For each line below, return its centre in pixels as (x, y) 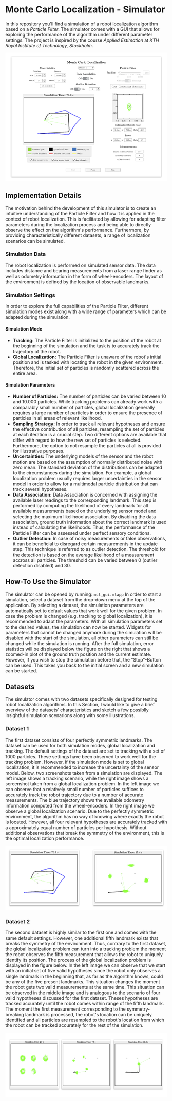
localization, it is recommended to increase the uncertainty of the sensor (82, 767)
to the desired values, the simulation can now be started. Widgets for (78, 627)
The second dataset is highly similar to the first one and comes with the (81, 932)
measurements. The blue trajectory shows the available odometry (75, 800)
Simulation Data (26, 254)
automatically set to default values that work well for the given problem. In (84, 611)
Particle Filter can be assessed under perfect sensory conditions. (82, 533)
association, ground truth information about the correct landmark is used (90, 522)
